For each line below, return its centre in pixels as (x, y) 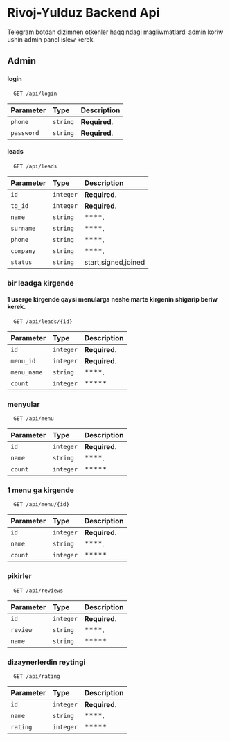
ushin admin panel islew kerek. (51, 39)
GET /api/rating (37, 677)
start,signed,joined (115, 262)
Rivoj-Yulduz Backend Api (83, 13)
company (23, 251)
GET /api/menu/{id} (42, 505)
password (25, 133)
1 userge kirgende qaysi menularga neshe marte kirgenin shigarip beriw (113, 299)
